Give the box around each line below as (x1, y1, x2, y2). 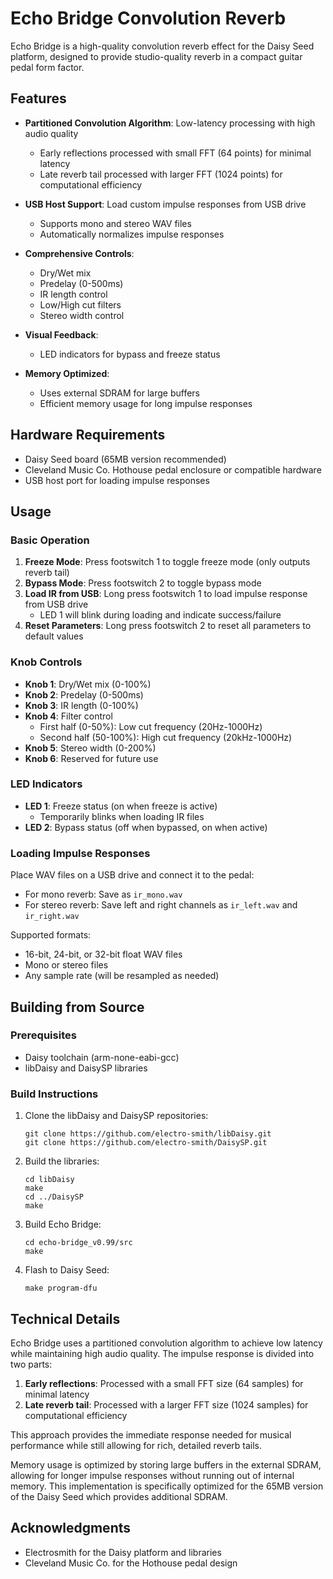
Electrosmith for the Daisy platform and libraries (24, 1546, 222, 1558)
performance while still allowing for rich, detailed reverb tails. (10, 1439, 263, 1451)
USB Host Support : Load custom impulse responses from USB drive (24, 198, 307, 210)
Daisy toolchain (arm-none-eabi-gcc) (24, 1051, 180, 1063)
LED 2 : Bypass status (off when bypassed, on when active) (24, 821, 268, 833)
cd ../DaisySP (24, 1192, 84, 1202)
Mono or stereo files (24, 959, 109, 971)
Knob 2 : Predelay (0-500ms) (24, 688, 144, 701)
